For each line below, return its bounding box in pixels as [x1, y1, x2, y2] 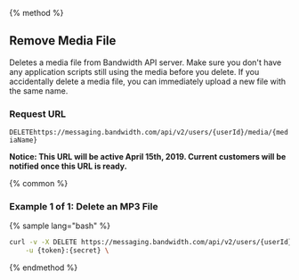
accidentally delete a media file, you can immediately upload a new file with [9, 76, 287, 86]
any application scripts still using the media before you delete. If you [9, 66, 260, 77]
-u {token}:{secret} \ [25, 246, 109, 255]
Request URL [9, 107, 67, 119]
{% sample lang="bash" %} [9, 220, 111, 231]
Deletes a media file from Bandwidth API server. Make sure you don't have [9, 57, 282, 68]
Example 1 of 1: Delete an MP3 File [9, 201, 158, 213]
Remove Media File [9, 33, 117, 48]
